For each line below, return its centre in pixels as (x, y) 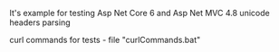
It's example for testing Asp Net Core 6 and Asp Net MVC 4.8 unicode (139, 13)
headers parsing (40, 22)
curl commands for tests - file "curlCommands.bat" (105, 40)
